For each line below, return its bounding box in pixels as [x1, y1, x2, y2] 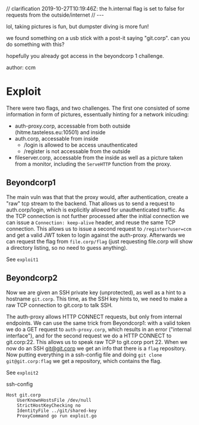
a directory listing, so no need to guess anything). [6, 244, 128, 251]
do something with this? [6, 41, 65, 48]
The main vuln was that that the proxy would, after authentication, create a [6, 193, 188, 200]
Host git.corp [6, 392, 42, 398]
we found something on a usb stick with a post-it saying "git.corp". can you [6, 35, 190, 41]
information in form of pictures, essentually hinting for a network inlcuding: [6, 110, 189, 118]
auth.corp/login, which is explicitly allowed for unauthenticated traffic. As [6, 206, 185, 213]
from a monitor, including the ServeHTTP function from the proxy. [14, 160, 172, 167]
